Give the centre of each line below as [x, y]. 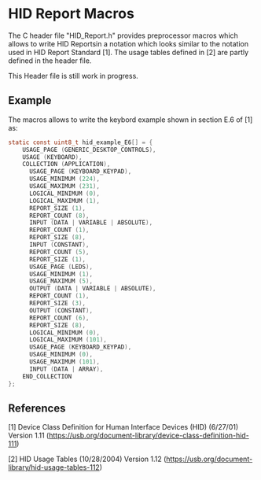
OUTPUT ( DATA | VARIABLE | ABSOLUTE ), [92, 289]
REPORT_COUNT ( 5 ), [59, 252]
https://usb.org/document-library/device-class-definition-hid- [149, 436]
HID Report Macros [72, 14]
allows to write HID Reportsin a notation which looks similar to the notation [129, 43]
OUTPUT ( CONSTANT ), [61, 310]
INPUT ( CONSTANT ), [59, 245]
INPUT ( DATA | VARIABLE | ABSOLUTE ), [91, 223]
